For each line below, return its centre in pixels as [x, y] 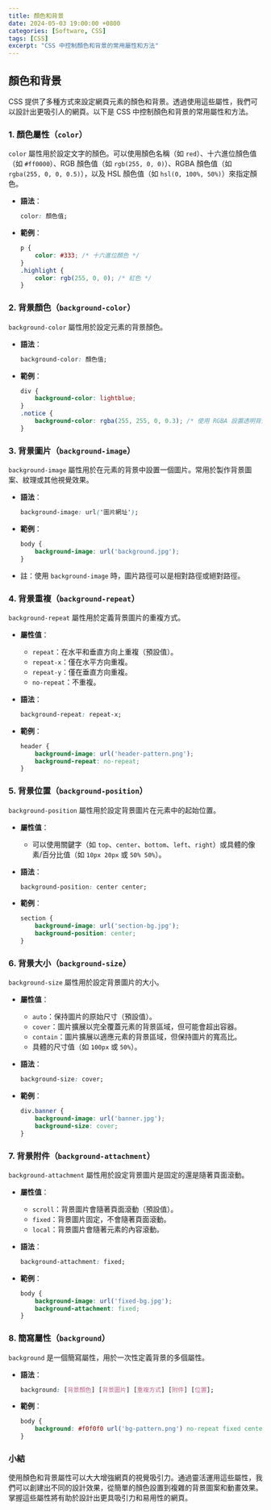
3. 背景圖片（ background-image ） [72, 450]
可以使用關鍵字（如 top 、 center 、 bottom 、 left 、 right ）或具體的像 [144, 844]
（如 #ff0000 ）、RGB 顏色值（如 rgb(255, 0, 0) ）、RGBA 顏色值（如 [120, 164]
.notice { [37, 414]
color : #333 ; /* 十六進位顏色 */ [87, 255]
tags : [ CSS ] [28, 38]
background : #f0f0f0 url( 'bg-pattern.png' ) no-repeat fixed [138, 1429]
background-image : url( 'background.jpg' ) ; [107, 551]
